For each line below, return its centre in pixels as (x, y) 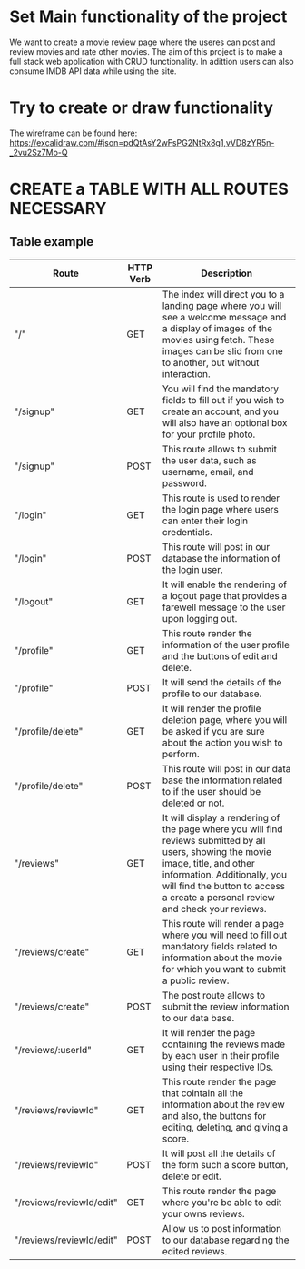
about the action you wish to (222, 742)
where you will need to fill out (225, 935)
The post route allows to (214, 995)
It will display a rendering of (221, 817)
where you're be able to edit (222, 1202)
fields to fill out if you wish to (223, 400)
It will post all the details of (219, 1153)
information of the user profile (226, 645)
